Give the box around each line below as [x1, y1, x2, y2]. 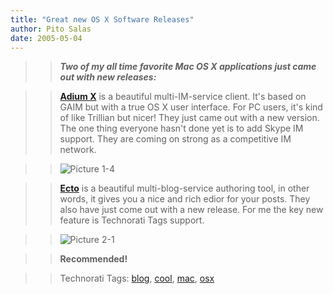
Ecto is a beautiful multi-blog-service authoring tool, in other [59, 182, 310, 195]
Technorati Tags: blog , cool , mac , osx [59, 272, 215, 285]
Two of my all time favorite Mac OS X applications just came [59, 61, 317, 73]
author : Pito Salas [10, 24, 92, 34]
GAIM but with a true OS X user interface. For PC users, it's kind [59, 101, 323, 113]
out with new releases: [59, 71, 157, 83]
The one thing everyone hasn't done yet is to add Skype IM [59, 122, 304, 135]
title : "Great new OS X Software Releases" [10, 14, 195, 25]
